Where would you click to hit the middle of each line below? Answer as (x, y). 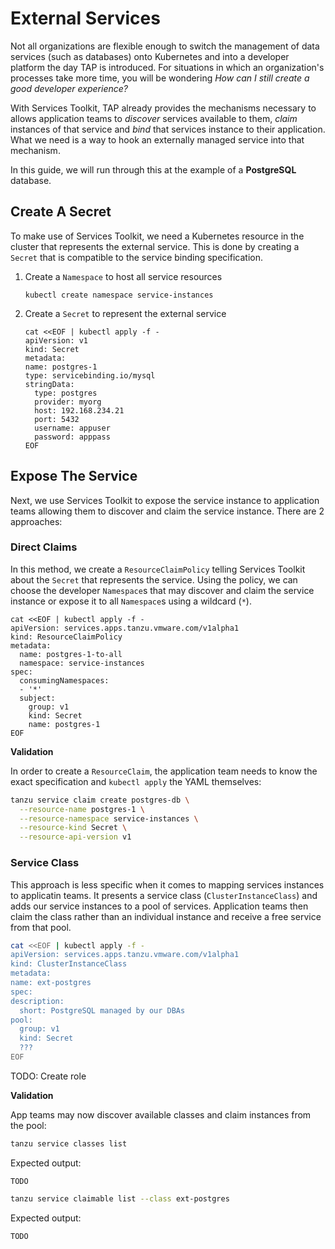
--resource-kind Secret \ (73, 828)
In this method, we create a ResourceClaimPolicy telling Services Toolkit (158, 569)
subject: (37, 698)
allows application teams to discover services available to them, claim (154, 118)
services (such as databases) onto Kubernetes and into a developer (150, 56)
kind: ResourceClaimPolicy (66, 637)
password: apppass (72, 437)
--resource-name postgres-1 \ (82, 809)
